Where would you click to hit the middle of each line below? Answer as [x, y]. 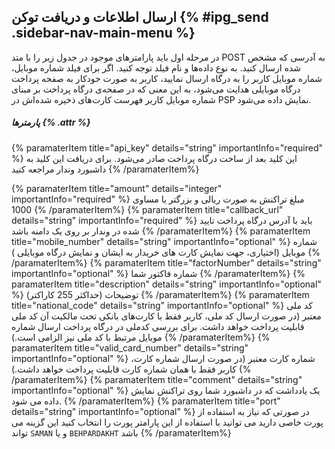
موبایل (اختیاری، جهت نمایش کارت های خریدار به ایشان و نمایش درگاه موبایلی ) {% [166, 252]
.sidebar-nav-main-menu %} [103, 33]
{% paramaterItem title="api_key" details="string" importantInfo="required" [167, 147]
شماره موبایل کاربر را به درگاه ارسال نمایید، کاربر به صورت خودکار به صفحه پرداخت [167, 78]
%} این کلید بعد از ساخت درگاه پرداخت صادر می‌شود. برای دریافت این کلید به [154, 158]
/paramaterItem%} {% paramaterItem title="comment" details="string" [157, 379]
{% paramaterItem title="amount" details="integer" [117, 188]
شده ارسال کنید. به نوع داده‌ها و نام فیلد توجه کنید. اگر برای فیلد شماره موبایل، [156, 67]
